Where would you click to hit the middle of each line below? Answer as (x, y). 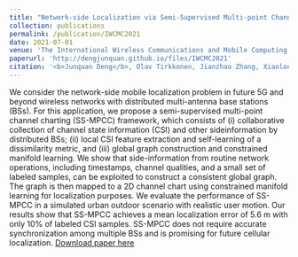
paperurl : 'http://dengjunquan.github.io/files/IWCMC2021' (121, 58)
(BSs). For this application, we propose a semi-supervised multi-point (136, 111)
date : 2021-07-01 (41, 42)
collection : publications (57, 26)
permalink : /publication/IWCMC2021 (75, 34)
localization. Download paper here (72, 242)
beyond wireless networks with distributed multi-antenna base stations (139, 101)
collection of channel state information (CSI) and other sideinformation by (144, 129)
